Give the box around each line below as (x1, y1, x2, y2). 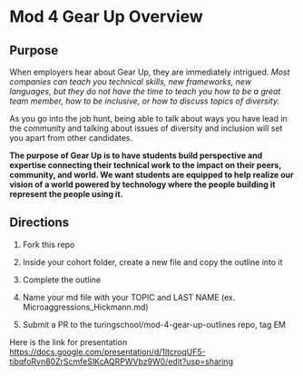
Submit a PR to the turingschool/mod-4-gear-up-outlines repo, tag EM (22, 319, 286, 330)
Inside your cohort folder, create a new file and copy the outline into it (22, 256, 283, 267)
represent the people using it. (9, 189, 123, 199)
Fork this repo (22, 239, 75, 250)
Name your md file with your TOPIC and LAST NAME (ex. (22, 292, 236, 302)
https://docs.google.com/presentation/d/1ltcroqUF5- (9, 346, 206, 357)
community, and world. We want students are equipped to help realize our (9, 170, 295, 180)
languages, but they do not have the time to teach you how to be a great (9, 86, 281, 96)
